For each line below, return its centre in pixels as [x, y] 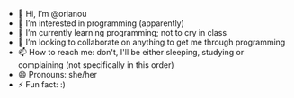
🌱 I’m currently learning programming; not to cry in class [122, 33]
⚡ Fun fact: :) [41, 84]
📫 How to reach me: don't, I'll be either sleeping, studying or [131, 52]
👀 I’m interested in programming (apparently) [101, 23]
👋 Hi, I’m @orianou [52, 14]
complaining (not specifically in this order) [96, 65]
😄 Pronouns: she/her [57, 74]
